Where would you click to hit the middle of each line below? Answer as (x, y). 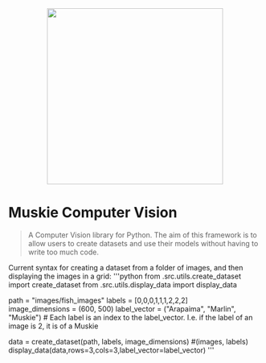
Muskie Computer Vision (93, 213)
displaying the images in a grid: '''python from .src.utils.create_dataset (125, 276)
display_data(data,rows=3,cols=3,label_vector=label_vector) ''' (111, 350)
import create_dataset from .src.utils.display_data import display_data (123, 284)
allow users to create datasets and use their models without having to (143, 243)
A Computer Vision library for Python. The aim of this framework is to (142, 235)
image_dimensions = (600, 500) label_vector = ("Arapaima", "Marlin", (122, 308)
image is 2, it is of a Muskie (53, 326)
